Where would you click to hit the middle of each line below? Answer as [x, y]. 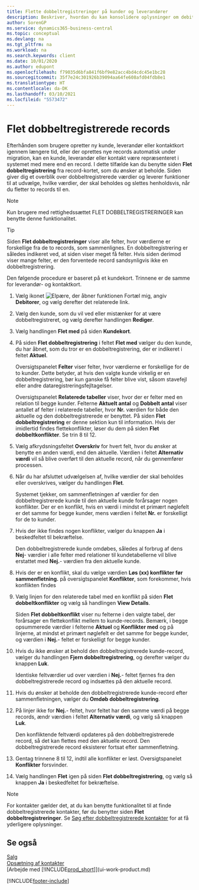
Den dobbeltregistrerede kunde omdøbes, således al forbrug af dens [99, 548]
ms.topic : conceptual [33, 34]
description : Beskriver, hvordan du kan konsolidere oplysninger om [93, 17]
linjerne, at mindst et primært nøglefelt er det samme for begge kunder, [102, 633]
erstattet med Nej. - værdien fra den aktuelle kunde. [78, 561]
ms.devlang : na [25, 39]
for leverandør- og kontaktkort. [44, 284]
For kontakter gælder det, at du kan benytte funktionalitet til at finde [89, 805]
